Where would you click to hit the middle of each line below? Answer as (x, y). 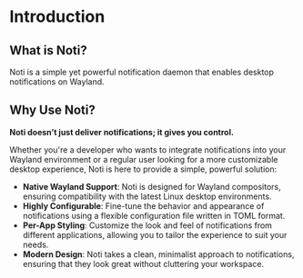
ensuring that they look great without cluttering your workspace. (143, 263)
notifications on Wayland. (57, 82)
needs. (35, 244)
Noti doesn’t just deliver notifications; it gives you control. (122, 132)
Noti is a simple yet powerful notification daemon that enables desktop (142, 72)
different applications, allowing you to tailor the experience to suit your (155, 234)
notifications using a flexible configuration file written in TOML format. (154, 215)
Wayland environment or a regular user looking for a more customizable (144, 159)
